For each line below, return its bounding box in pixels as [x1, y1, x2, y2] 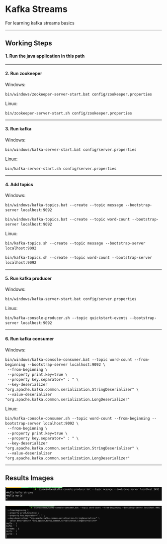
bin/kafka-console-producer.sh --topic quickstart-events [5, 316, 128, 321]
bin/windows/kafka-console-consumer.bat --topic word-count [5, 357, 133, 362]
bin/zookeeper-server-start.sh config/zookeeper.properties [5, 110, 133, 115]
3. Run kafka [5, 126, 32, 132]
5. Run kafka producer [5, 275, 52, 281]
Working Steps [5, 39, 52, 48]
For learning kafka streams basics [5, 20, 75, 26]
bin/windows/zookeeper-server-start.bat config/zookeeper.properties [5, 92, 153, 97]
